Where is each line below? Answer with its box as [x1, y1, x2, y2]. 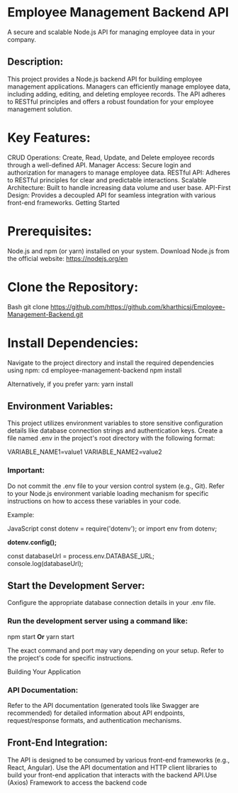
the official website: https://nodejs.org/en [7, 254, 128, 262]
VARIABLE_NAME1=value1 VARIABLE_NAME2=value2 [7, 448, 163, 456]
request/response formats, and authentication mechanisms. [7, 716, 182, 725]
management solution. [7, 104, 73, 113]
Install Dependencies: [7, 335, 139, 351]
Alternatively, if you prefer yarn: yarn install [7, 379, 133, 388]
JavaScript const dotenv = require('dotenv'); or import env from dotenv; [7, 524, 217, 533]
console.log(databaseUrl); [7, 559, 84, 567]
